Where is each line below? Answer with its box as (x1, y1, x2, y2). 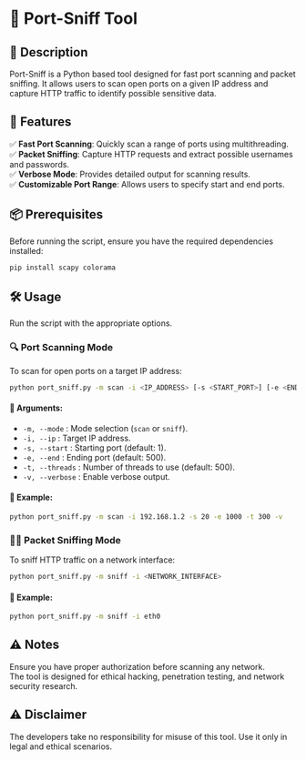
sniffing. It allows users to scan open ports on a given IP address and (9, 78, 269, 89)
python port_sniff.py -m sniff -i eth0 (9, 612, 161, 622)
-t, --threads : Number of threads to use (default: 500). (22, 462, 235, 472)
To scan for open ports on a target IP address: (9, 365, 182, 376)
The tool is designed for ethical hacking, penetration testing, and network (9, 671, 285, 682)
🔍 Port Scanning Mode (9, 341, 114, 354)
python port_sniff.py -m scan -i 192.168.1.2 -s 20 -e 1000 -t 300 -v (9, 512, 283, 522)
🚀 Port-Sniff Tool (9, 8, 138, 29)
